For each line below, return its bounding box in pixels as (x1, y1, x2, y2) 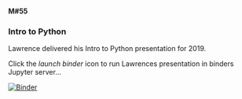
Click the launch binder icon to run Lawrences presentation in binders (8, 59, 234, 68)
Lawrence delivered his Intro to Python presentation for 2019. (8, 43, 207, 53)
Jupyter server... (8, 67, 61, 76)
